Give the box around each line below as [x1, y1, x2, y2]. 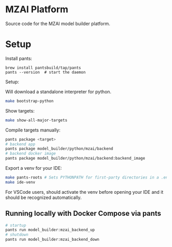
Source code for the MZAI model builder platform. [5, 20, 111, 27]
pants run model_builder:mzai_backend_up [5, 228, 95, 233]
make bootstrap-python [5, 98, 54, 103]
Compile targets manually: [5, 127, 60, 133]
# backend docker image [5, 151, 56, 156]
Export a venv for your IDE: [5, 165, 62, 171]
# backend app [5, 142, 36, 147]
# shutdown [5, 232, 29, 237]
